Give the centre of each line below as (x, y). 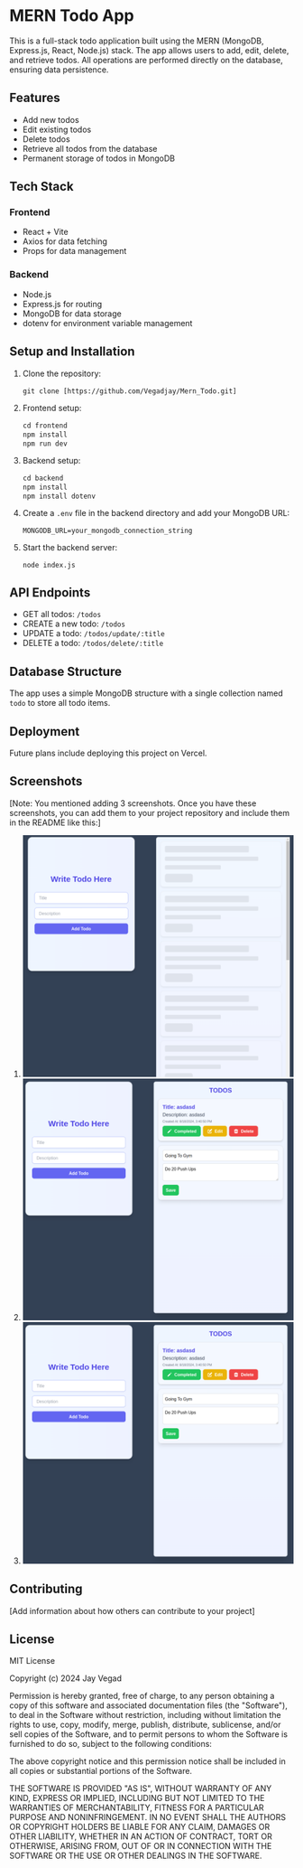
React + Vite (46, 232)
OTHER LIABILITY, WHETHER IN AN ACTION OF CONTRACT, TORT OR (141, 1836)
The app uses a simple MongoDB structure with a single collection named (147, 693)
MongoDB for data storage (72, 314)
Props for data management (74, 251)
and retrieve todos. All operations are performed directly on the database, (147, 60)
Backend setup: (51, 460)
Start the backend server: (70, 547)
